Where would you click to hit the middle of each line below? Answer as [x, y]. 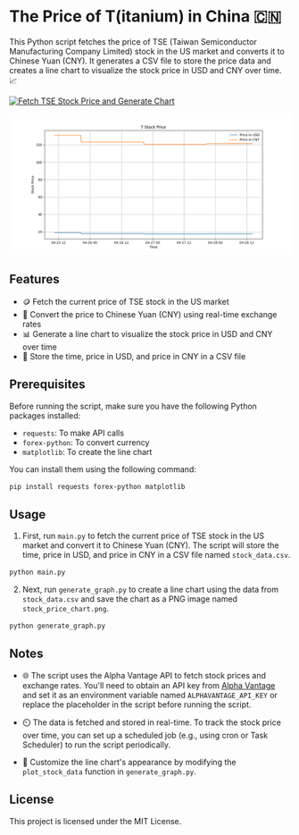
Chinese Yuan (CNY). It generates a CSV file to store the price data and [141, 61]
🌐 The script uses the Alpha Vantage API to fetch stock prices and [144, 675]
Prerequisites [47, 385]
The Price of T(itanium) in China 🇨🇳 [145, 17]
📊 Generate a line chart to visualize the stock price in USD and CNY [147, 333]
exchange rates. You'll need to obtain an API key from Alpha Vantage [149, 685]
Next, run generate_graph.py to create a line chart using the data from [150, 590]
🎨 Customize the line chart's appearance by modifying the [129, 762]
